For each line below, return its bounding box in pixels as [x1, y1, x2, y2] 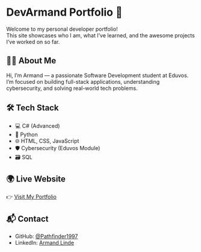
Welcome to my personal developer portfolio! [6, 25, 119, 33]
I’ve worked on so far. [6, 38, 60, 45]
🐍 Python [14, 131, 38, 138]
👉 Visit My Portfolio [6, 193, 57, 201]
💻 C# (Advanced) [14, 122, 60, 129]
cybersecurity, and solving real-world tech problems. [6, 84, 138, 92]
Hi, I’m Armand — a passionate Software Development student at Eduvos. [6, 72, 189, 79]
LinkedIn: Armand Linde [14, 239, 74, 247]
